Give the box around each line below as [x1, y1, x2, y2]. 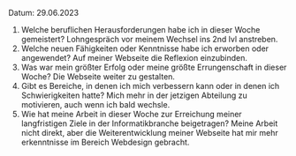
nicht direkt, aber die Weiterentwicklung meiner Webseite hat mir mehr [20, 128, 279, 137]
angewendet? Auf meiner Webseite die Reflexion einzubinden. [20, 53, 248, 63]
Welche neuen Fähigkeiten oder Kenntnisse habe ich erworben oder [20, 43, 269, 54]
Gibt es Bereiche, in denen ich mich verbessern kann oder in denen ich [20, 81, 280, 91]
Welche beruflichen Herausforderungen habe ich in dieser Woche [20, 25, 261, 34]
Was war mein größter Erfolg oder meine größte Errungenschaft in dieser [20, 62, 287, 72]
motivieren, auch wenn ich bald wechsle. [20, 100, 171, 109]
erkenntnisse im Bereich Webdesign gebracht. [20, 137, 190, 147]
